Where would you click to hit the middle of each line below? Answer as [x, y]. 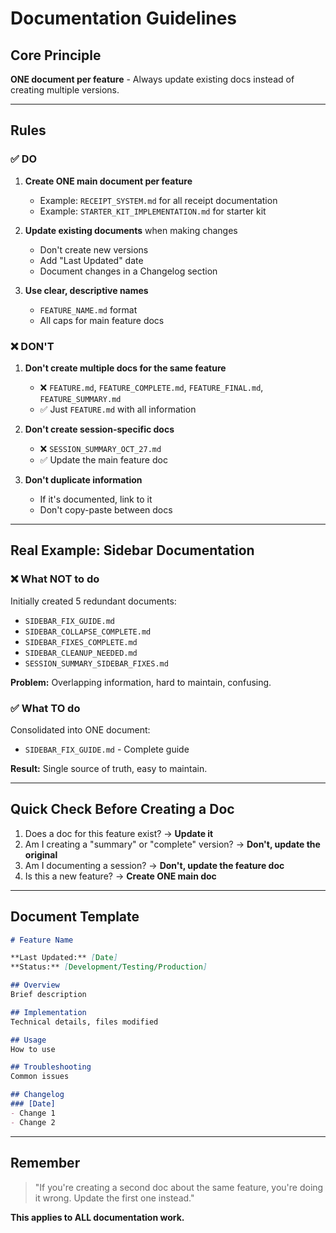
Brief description [48, 995]
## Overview [35, 985]
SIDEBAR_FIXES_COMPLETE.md [81, 642]
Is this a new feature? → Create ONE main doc [120, 876]
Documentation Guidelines [124, 18]
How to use [33, 1049]
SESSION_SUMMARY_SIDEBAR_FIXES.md [96, 663]
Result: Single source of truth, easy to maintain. [109, 768]
